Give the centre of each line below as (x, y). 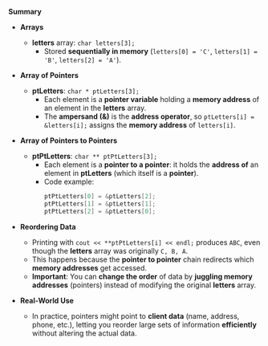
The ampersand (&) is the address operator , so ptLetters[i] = (149, 116)
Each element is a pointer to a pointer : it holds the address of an (151, 165)
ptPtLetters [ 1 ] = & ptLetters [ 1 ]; (100, 204)
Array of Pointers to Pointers (69, 140)
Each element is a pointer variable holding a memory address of (152, 99)
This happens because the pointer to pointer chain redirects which (143, 259)
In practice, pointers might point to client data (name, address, (136, 315)
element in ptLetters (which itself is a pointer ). (121, 173)
